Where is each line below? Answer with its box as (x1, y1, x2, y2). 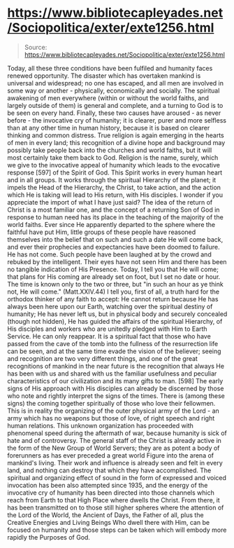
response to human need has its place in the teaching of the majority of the (7, 212, 224, 221)
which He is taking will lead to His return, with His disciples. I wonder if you (7, 191, 224, 199)
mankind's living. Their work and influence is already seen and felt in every (7, 458, 224, 467)
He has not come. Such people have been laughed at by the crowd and (7, 250, 212, 259)
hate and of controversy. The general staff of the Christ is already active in (7, 436, 222, 444)
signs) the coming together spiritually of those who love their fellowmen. (7, 399, 216, 407)
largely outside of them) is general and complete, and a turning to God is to (7, 101, 224, 109)
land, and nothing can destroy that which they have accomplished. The (7, 466, 212, 474)
